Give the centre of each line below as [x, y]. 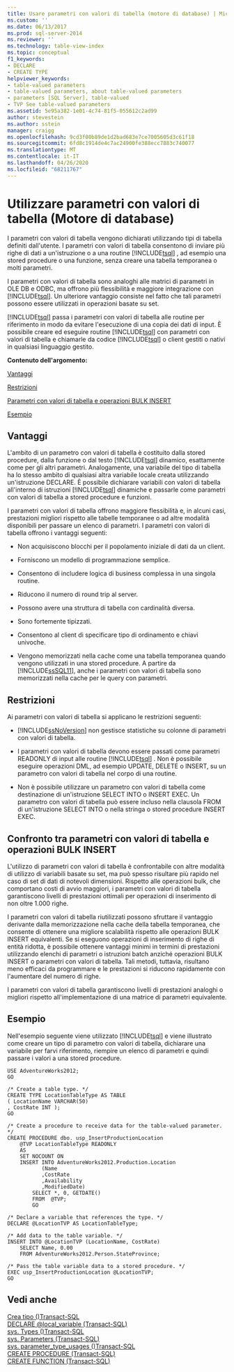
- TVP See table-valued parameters [59, 105]
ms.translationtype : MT [42, 150]
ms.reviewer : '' [31, 40]
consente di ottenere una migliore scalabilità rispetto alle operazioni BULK [113, 932]
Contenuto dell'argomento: [47, 360]
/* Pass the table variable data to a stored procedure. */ [96, 1266]
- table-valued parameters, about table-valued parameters [95, 91]
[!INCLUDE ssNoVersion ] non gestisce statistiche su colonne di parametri [122, 730]
